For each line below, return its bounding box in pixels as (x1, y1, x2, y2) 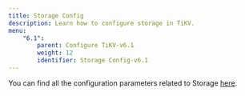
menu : (8, 26, 26, 34)
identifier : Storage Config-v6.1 (37, 57, 149, 65)
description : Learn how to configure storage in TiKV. (8, 19, 195, 27)
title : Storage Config (8, 11, 84, 20)
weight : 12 (37, 49, 74, 57)
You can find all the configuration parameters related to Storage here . (8, 78, 238, 88)
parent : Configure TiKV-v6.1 (37, 42, 135, 50)
